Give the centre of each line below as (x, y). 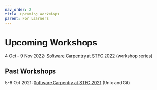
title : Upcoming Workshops (32, 14)
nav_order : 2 (18, 9)
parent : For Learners (27, 18)
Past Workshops (31, 71)
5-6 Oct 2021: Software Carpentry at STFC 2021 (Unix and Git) (68, 83)
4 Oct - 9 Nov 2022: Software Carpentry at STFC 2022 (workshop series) (79, 56)
